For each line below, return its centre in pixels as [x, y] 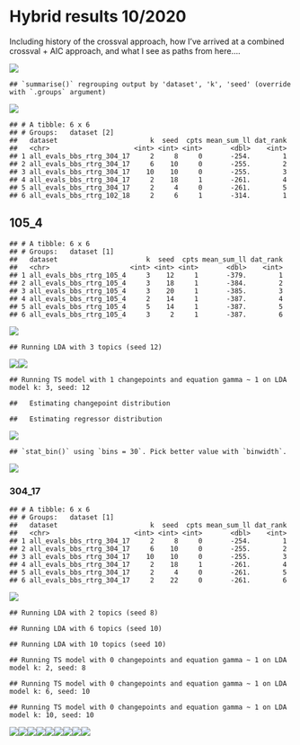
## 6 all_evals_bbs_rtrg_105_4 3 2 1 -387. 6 [146, 315]
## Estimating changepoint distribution [90, 403]
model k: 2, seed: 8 [48, 668]
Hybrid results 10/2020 [98, 17]
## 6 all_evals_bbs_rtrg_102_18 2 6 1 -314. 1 [148, 195]
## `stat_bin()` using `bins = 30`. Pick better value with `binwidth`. [148, 451]
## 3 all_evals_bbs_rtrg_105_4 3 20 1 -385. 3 [146, 291]
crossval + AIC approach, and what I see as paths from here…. [125, 50]
